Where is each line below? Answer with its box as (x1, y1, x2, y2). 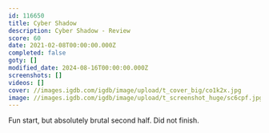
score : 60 (8, 34, 42, 42)
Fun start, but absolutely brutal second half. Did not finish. (8, 115, 200, 125)
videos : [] (8, 79, 45, 87)
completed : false (8, 49, 66, 57)
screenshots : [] (8, 71, 62, 79)
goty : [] (8, 57, 38, 65)
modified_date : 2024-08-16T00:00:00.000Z (8, 64, 149, 72)
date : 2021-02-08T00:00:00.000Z (8, 42, 116, 50)
